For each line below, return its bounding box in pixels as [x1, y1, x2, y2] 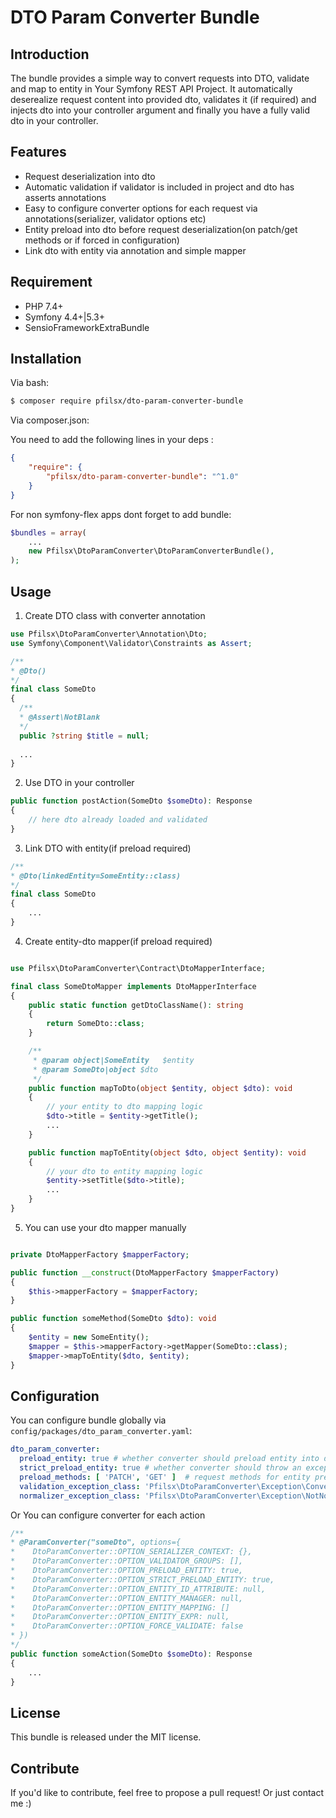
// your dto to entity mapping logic [46, 1166, 203, 1176]
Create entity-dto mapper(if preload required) [24, 935, 213, 947]
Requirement [10, 274, 93, 291]
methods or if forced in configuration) [24, 234, 180, 246]
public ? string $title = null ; [19, 731, 150, 741]
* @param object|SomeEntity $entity [32, 1055, 195, 1065]
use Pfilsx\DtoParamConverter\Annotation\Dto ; [10, 629, 208, 639]
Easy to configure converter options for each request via [24, 202, 258, 214]
